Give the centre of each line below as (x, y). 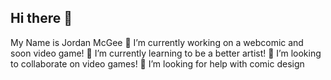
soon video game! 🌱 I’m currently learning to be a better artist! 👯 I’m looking (166, 53)
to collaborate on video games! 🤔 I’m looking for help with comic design (157, 63)
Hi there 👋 (41, 18)
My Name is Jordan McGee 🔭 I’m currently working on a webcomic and (157, 42)
